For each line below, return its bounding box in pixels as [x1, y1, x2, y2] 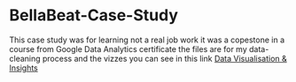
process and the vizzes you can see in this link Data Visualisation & [43, 53, 288, 63]
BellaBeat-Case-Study [9, 5, 179, 26]
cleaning [9, 53, 42, 63]
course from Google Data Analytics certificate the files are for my [9, 43, 248, 54]
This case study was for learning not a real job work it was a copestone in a [9, 34, 285, 45]
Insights [9, 63, 38, 73]
